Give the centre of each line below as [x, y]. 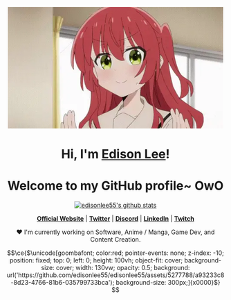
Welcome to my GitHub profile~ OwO [115, 186]
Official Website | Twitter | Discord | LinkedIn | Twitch [115, 219]
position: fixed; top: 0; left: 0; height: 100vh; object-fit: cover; [96, 260]
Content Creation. [115, 240]
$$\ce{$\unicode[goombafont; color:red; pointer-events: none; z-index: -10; [115, 253]
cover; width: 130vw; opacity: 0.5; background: [123, 268]
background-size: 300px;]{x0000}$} [168, 283]
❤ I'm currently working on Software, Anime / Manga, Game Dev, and [115, 232]
